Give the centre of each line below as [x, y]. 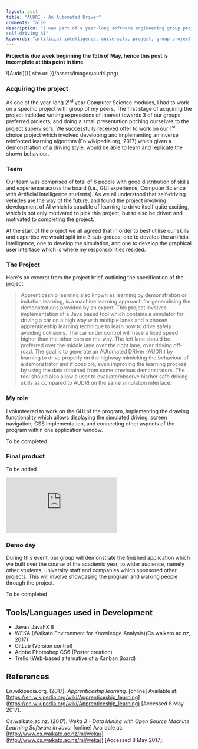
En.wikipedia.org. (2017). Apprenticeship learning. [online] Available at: [92, 691]
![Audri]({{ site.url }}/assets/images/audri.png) [62, 73]
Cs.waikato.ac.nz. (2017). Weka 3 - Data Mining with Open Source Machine [98, 721]
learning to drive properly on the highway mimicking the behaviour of [105, 358]
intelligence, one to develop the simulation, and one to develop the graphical [99, 243]
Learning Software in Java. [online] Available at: [64, 727]
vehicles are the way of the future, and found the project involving [86, 200]
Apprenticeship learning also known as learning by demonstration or [103, 295]
